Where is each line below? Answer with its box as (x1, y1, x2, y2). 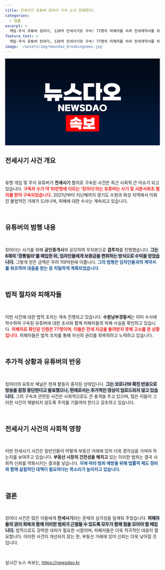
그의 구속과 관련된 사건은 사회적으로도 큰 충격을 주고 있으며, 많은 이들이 (15, 393, 152, 399)
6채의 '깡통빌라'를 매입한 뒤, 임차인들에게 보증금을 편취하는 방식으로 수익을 (5, 253, 147, 259)
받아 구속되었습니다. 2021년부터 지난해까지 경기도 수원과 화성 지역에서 (14, 192, 148, 198)
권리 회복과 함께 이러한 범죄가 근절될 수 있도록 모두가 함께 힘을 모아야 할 (14, 521, 149, 527)
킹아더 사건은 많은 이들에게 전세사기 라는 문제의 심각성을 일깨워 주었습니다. (5, 515, 147, 521)
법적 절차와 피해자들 (5, 290, 62, 299)
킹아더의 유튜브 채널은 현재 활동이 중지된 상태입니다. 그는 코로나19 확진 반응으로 (5, 381, 157, 387)
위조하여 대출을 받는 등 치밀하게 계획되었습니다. (10, 265, 100, 271)
